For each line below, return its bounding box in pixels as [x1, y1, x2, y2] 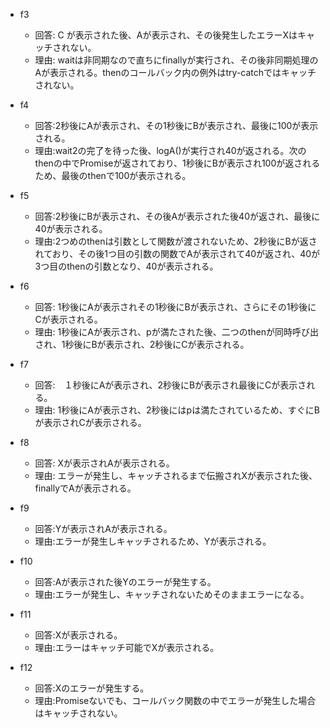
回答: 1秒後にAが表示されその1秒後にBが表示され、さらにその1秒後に [34, 301, 317, 313]
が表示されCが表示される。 [34, 417, 147, 428]
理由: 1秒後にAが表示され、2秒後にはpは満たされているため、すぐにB [34, 404, 320, 416]
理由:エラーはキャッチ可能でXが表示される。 [34, 642, 220, 653]
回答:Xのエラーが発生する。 [34, 682, 150, 694]
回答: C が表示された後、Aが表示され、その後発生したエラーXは [34, 29, 298, 41]
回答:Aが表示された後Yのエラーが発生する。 [34, 576, 217, 588]
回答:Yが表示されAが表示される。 [34, 523, 173, 534]
